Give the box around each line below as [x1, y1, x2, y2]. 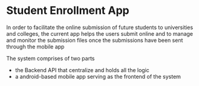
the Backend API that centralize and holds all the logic [15, 66, 150, 73]
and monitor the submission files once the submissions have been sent [6, 36, 183, 44]
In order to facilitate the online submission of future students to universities [6, 24, 194, 31]
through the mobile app [6, 43, 65, 50]
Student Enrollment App [6, 4, 129, 18]
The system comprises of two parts [6, 55, 95, 62]
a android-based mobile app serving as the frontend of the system [15, 73, 181, 80]
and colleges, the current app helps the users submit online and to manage [6, 30, 194, 37]
